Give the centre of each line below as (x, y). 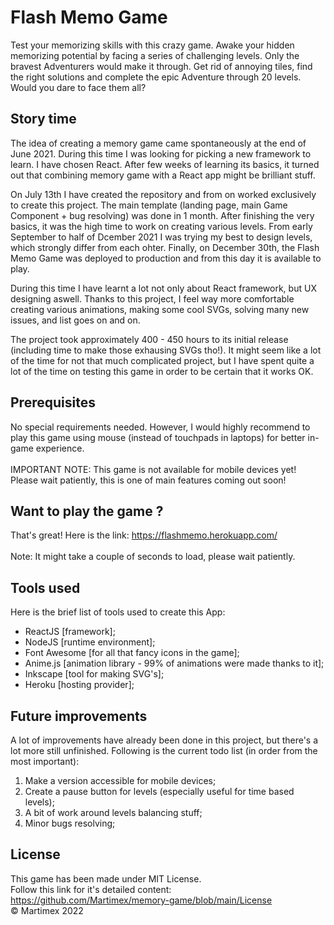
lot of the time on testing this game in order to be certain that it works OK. (162, 371)
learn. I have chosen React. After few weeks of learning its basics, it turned (165, 164)
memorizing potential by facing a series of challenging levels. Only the (155, 55)
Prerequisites (53, 402)
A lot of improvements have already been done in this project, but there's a (164, 740)
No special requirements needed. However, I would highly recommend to (160, 427)
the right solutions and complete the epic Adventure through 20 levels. (156, 77)
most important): (45, 761)
